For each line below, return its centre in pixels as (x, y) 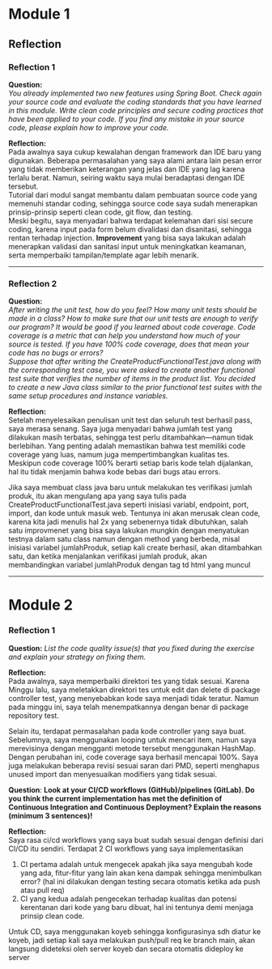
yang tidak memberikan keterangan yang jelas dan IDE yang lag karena (127, 169)
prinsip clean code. (52, 916)
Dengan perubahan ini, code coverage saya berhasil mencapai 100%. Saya (134, 757)
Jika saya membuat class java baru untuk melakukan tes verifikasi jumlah (130, 487)
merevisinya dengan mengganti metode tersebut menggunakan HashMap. (132, 748)
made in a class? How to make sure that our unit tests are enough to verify (133, 319)
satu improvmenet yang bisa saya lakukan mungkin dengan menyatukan (129, 530)
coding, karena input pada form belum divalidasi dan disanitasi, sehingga (130, 229)
